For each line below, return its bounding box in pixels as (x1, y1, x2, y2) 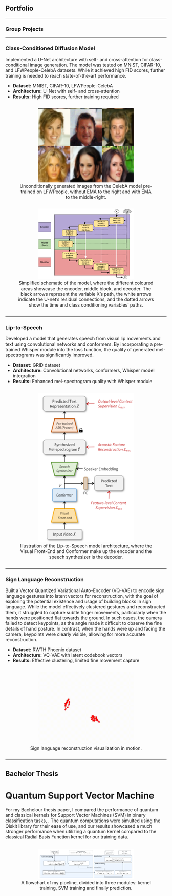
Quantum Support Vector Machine (5, 790, 155, 802)
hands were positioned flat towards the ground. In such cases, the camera (5, 615, 162, 621)
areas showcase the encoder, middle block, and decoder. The (20, 285, 152, 292)
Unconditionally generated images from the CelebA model (19, 183, 142, 189)
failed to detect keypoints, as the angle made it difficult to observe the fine (5, 620, 162, 626)
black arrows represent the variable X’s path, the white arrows (20, 291, 152, 297)
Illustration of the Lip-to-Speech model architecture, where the (19, 543, 153, 549)
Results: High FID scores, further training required (12, 93, 119, 100)
